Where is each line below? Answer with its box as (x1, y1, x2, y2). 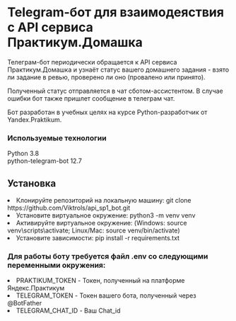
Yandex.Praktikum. (7, 115, 62, 124)
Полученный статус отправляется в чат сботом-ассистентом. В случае (7, 86, 224, 95)
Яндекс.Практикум (7, 284, 65, 293)
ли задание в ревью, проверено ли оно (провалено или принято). (7, 72, 206, 81)
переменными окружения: (7, 260, 106, 270)
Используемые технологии (7, 133, 107, 142)
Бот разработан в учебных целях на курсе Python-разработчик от (7, 108, 208, 116)
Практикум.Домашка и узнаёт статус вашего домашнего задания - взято (7, 65, 230, 74)
